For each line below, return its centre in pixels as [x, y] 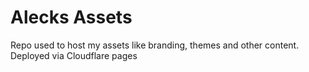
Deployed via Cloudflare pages [74, 55]
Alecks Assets [71, 17]
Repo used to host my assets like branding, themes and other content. [155, 45]
